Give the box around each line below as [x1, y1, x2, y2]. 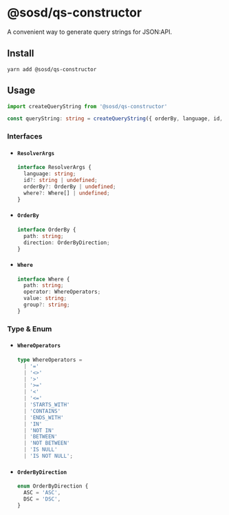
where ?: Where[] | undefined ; [23, 190, 110, 196]
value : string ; [23, 295, 67, 302]
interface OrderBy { [17, 226, 76, 233]
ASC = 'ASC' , [23, 489, 61, 496]
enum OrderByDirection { [17, 483, 89, 490]
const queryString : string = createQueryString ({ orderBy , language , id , [7, 115, 223, 122]
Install [7, 48, 34, 59]
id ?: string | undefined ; [23, 177, 98, 184]
